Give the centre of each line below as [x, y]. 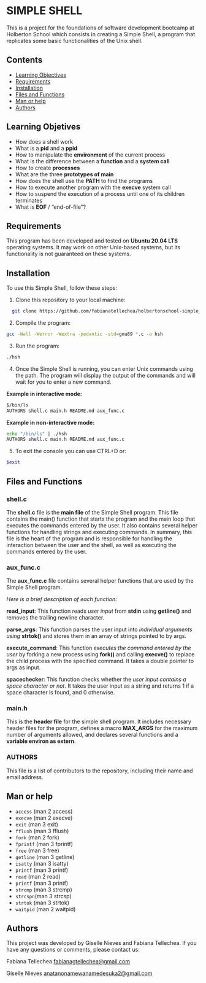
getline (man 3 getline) [45, 857]
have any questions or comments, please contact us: [73, 950]
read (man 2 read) [38, 876]
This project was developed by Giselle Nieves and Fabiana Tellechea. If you [102, 943]
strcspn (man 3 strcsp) [43, 896]
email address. [25, 777]
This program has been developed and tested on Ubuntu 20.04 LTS [92, 241]
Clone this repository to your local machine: [70, 300]
